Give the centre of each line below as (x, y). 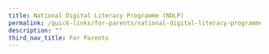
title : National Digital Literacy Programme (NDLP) (96, 15)
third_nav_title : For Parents (59, 38)
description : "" (35, 30)
